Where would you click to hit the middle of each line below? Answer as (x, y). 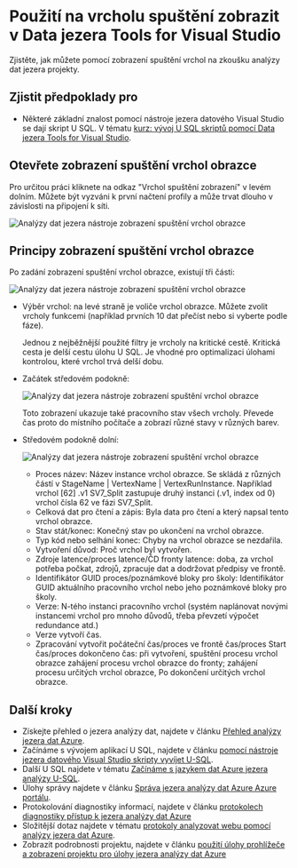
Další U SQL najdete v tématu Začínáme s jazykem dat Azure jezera (145, 769)
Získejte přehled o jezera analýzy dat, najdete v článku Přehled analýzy (152, 731)
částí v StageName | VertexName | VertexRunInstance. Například (153, 484)
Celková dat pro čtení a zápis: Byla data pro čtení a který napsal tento (162, 512)
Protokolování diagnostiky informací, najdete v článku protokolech (142, 807)
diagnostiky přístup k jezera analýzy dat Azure (107, 816)
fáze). (33, 325)
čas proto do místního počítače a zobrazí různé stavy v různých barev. (150, 423)
